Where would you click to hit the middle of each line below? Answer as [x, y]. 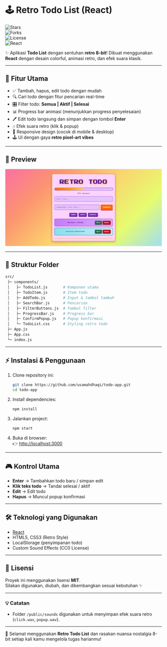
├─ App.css [18, 335]
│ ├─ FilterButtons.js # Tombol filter [52, 308]
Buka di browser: [30, 438]
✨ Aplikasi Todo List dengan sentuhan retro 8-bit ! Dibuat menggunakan [79, 53]
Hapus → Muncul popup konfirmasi [49, 496]
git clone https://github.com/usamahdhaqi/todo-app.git [71, 385]
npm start [23, 429]
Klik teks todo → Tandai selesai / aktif [51, 486]
